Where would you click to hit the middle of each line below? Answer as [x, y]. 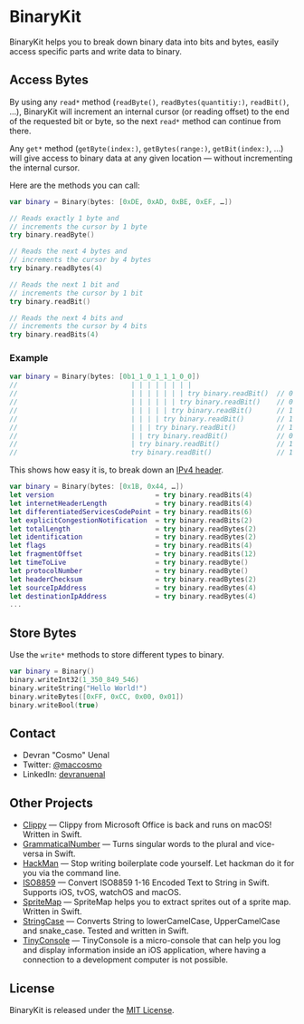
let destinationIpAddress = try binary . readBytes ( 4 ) [133, 596]
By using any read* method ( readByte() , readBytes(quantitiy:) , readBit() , [149, 102]
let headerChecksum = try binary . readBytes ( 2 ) [133, 579]
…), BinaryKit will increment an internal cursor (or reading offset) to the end [149, 112]
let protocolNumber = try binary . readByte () [129, 571]
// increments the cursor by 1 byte [78, 227]
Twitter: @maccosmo [62, 765]
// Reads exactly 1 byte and [64, 218]
